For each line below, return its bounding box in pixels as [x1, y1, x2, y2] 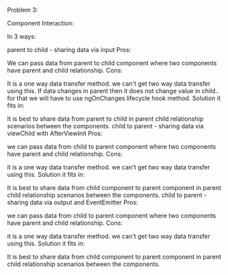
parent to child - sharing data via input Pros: [7, 46, 131, 53]
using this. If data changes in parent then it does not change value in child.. [7, 87, 219, 95]
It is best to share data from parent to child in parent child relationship [7, 115, 204, 123]
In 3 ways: [7, 32, 36, 40]
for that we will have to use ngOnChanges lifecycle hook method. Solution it [7, 94, 221, 102]
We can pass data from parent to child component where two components [7, 59, 217, 67]
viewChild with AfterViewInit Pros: [7, 130, 103, 137]
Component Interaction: [7, 19, 74, 27]
